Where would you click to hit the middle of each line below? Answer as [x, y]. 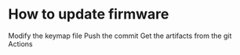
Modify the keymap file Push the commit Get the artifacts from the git [120, 36]
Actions [20, 43]
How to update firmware [89, 14]
